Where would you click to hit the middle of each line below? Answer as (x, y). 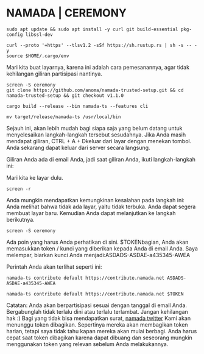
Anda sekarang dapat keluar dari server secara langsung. (78, 147)
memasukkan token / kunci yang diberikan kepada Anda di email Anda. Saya (102, 248)
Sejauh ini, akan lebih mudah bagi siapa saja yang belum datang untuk (94, 128)
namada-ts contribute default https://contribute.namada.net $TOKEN (95, 294)
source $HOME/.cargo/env (38, 56)
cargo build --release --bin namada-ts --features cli (77, 106)
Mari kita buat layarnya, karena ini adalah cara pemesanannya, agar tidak (98, 67)
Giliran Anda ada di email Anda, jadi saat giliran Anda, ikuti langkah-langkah (101, 159)
